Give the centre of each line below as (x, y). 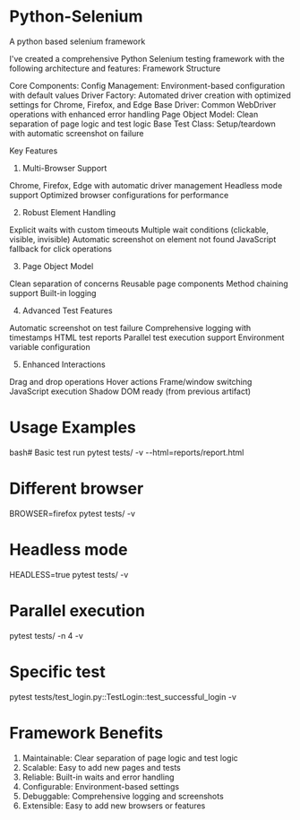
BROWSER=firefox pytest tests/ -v (73, 513)
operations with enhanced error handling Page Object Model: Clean (134, 114)
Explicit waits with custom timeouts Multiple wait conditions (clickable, (139, 230)
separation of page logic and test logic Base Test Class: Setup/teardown (142, 124)
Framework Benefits (86, 733)
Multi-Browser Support (64, 168)
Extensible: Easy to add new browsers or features (114, 806)
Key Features (34, 151)
